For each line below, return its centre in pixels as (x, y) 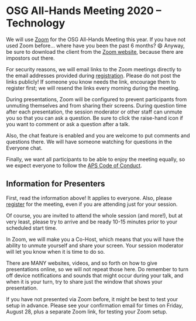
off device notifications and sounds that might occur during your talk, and (95, 275)
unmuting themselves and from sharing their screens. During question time (97, 105)
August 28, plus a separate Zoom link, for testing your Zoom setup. (87, 312)
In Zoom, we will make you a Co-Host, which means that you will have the (95, 239)
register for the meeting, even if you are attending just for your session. (92, 204)
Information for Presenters (56, 184)
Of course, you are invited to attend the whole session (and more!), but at (94, 215)
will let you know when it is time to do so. (56, 251)
